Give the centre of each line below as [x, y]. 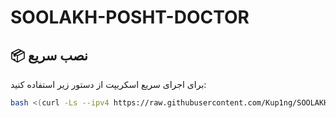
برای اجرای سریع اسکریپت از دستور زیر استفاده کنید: [108, 84]
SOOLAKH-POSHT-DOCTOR [130, 17]
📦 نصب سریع [49, 55]
